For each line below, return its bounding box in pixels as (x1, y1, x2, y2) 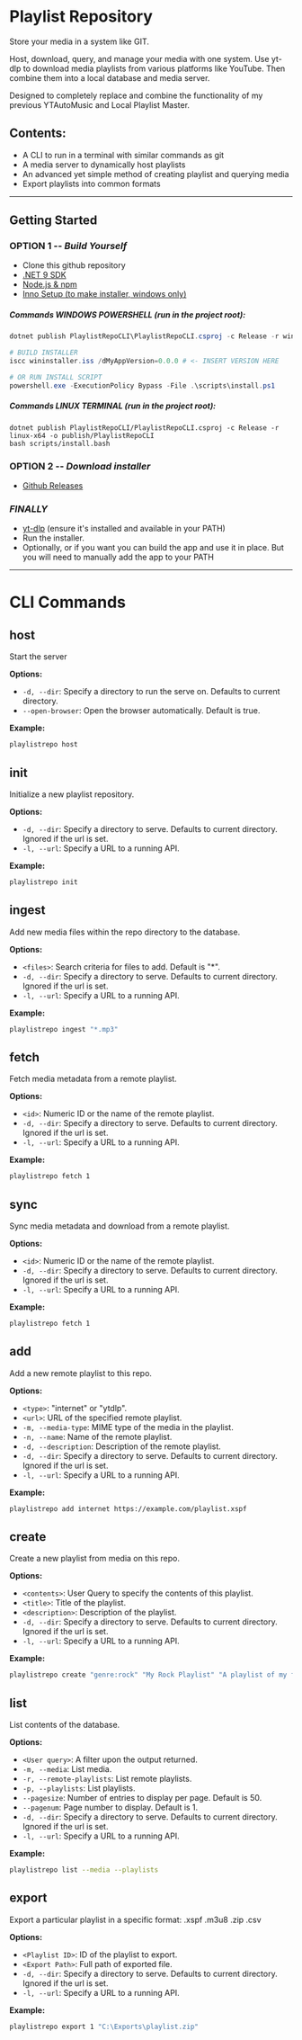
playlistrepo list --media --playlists (9, 1866, 159, 1874)
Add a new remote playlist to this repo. (9, 1367, 153, 1378)
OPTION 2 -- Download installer (9, 460, 151, 472)
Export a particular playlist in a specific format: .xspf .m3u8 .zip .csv (9, 1914, 262, 1925)
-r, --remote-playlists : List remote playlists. (22, 1774, 192, 1785)
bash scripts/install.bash (9, 439, 111, 448)
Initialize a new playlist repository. (9, 789, 135, 800)
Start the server (9, 651, 67, 662)
